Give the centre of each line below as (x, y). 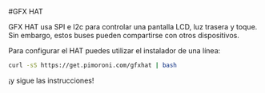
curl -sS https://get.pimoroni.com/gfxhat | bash (93, 65)
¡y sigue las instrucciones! (51, 80)
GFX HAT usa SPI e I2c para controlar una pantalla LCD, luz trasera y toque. (133, 27)
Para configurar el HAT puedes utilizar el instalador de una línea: (114, 50)
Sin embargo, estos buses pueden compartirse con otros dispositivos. (124, 35)
